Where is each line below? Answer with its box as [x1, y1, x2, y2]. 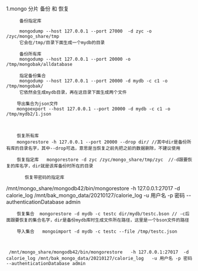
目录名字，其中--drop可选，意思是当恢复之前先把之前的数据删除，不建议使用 [19, 146, 181, 151]
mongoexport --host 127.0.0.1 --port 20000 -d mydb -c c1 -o [17, 106, 170, 112]
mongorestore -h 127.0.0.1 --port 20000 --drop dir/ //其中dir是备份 [17, 139, 187, 145]
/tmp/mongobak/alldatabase [6, 61, 73, 67]
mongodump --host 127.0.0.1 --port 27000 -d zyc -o [19, 28, 152, 34]
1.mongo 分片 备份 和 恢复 [6, 5, 69, 12]
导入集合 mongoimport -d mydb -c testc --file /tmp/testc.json [17, 229, 177, 234]
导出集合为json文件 [17, 101, 59, 107]
